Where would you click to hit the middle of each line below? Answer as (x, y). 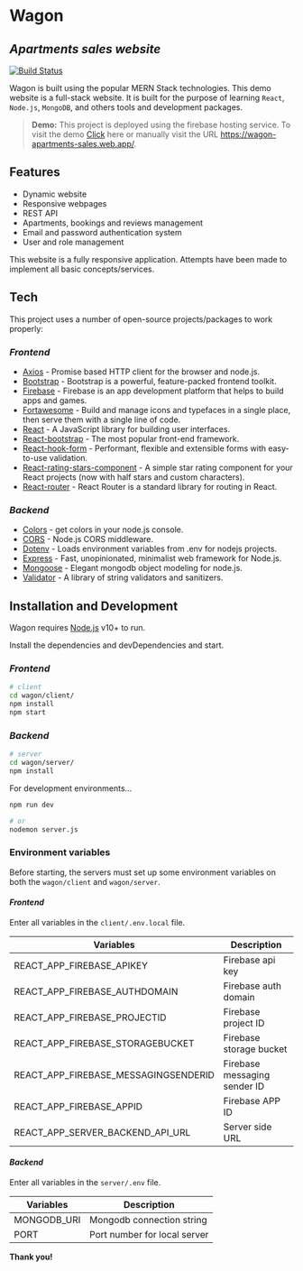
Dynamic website (55, 194)
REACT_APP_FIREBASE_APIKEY (81, 965)
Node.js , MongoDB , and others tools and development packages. (126, 107)
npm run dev (32, 805)
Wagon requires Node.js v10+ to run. (78, 628)
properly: (26, 328)
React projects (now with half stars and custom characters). (133, 477)
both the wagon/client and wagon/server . (85, 881)
